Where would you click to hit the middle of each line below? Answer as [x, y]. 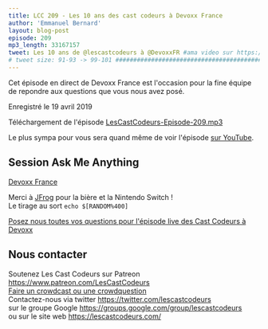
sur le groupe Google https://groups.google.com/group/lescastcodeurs [125, 307]
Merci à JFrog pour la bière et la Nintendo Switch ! [91, 197]
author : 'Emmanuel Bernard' [55, 23]
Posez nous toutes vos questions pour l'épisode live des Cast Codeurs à [127, 221]
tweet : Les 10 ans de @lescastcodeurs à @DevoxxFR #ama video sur [121, 53]
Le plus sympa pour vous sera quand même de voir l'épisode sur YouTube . [131, 137]
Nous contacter [48, 255]
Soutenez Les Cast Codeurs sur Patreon [74, 274]
